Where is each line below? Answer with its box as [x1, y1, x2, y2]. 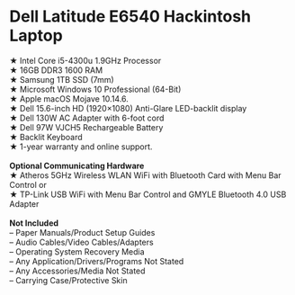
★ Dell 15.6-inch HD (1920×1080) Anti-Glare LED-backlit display [9, 103, 247, 113]
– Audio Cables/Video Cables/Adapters [9, 237, 155, 247]
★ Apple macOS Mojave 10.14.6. [9, 93, 129, 104]
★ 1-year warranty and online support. [9, 141, 153, 152]
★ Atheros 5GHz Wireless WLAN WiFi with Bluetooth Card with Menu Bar [9, 169, 282, 181]
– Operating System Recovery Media [9, 246, 146, 257]
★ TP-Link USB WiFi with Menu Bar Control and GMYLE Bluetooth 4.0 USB [9, 189, 287, 200]
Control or [9, 179, 47, 190]
